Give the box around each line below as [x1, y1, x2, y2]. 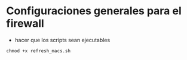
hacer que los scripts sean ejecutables [14, 36, 111, 43]
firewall [6, 17, 45, 30]
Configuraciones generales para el [6, 4, 182, 18]
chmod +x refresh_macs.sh [6, 48, 70, 54]
